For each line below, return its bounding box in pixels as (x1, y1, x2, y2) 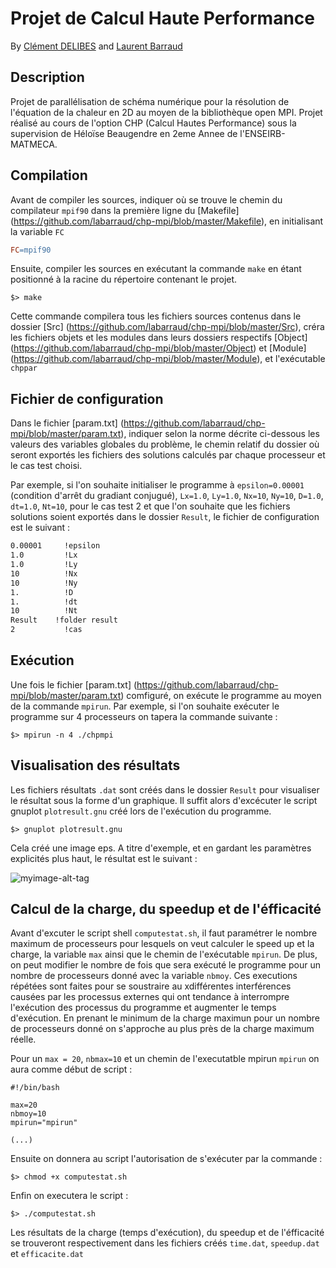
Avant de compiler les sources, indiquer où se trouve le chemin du (10, 193, 283, 206)
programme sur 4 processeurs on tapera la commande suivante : (10, 710, 278, 722)
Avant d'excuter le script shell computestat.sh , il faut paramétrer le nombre (10, 927, 318, 939)
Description (10, 69, 85, 86)
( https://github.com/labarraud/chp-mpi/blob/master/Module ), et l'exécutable (10, 353, 326, 365)
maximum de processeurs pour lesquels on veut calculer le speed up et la (10, 938, 315, 950)
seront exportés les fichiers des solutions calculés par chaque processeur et (10, 449, 326, 461)
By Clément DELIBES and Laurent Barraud (10, 40, 183, 52)
